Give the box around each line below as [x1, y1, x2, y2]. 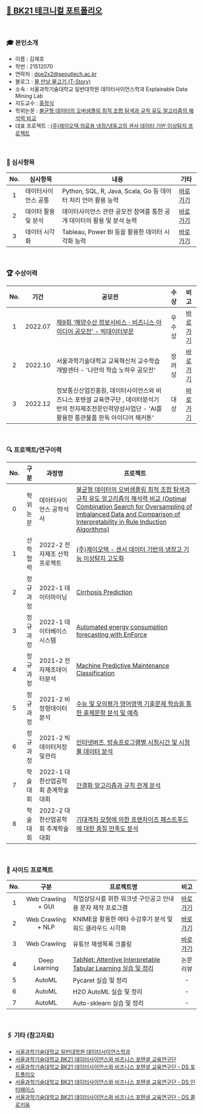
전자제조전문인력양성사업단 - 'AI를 [69, 404, 162, 413]
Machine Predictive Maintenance [76, 662, 170, 670]
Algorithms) [76, 526, 110, 533]
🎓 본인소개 [6, 38, 38, 47]
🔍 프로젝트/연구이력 [6, 446, 62, 454]
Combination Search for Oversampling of [76, 503, 193, 510]
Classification [76, 669, 115, 677]
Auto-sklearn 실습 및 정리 [72, 999, 144, 1007]
